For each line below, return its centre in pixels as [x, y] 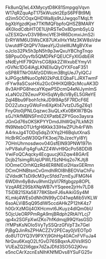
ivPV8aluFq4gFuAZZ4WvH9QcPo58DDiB [49, 149]
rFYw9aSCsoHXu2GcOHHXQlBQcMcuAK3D [52, 83]
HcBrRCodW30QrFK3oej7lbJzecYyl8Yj [46, 138]
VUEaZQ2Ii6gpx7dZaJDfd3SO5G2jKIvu [47, 247]
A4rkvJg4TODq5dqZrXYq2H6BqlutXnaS [48, 132]
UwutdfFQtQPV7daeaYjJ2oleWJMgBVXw [49, 45]
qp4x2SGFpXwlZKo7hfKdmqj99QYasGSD [49, 219]
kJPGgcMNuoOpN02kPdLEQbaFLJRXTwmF [52, 78]
